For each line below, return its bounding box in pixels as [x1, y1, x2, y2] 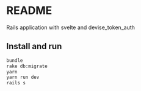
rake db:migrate [6, 63, 48, 69]
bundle [6, 57, 23, 64]
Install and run [6, 41, 62, 52]
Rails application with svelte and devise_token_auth [6, 24, 136, 31]
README [6, 4, 52, 18]
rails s [6, 80, 26, 86]
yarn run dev [6, 74, 40, 81]
